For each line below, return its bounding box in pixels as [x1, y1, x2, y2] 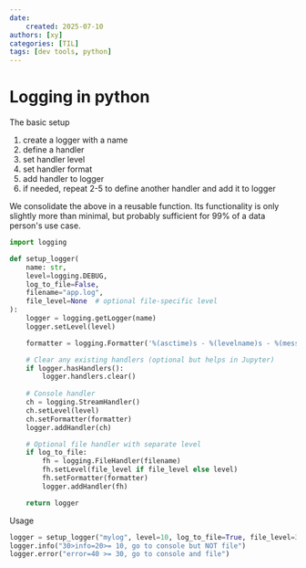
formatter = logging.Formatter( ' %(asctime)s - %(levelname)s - [25, 339, 271, 348]
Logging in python [9, 87, 150, 108]
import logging [9, 238, 67, 247]
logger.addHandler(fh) [42, 481, 128, 491]
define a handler [22, 144, 85, 155]
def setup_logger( [9, 254, 79, 263]
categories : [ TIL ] [9, 38, 79, 48]
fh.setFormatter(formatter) [42, 474, 148, 483]
